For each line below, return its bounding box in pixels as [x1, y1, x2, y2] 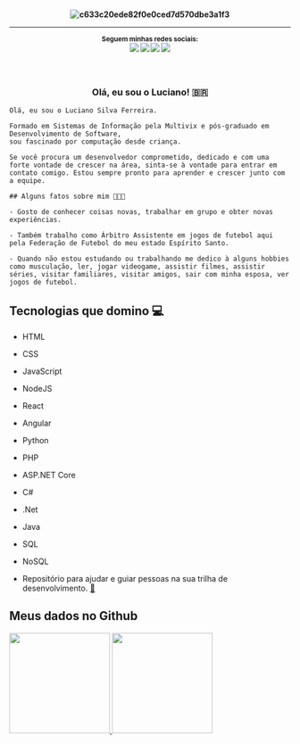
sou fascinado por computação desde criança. [9, 137, 181, 146]
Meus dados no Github [9, 608, 138, 624]
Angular [21, 417, 52, 429]
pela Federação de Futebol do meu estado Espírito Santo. [9, 239, 229, 248]
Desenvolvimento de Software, [9, 129, 122, 139]
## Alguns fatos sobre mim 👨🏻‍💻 [9, 192, 126, 202]
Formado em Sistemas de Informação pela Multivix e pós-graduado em [9, 122, 270, 131]
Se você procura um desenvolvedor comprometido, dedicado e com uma [9, 153, 270, 162]
